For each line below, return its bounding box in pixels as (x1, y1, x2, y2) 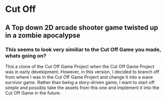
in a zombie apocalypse (5, 31, 81, 39)
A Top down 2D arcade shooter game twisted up (5, 23, 158, 32)
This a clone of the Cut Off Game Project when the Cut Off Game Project (5, 63, 154, 69)
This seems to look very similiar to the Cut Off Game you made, (5, 46, 161, 53)
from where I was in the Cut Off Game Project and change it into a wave (5, 74, 153, 80)
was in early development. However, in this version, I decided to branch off (5, 69, 159, 75)
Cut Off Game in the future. (5, 90, 61, 96)
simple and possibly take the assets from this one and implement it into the (5, 85, 159, 91)
